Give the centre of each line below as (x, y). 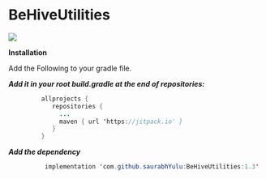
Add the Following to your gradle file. (70, 68)
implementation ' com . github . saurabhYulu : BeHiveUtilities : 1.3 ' (152, 167)
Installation (28, 52)
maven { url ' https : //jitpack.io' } (121, 121)
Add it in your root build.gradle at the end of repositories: (107, 83)
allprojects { (65, 99)
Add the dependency (45, 152)
